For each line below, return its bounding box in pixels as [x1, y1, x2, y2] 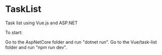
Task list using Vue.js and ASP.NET [5, 20, 78, 26]
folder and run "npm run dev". [5, 44, 67, 50]
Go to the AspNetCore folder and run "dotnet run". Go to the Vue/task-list [5, 39, 157, 45]
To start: [5, 29, 23, 35]
